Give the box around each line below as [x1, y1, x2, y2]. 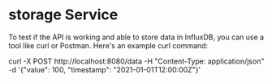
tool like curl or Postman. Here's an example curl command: [8, 40, 209, 50]
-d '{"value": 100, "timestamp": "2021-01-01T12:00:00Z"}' [8, 64, 201, 74]
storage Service [8, 6, 119, 24]
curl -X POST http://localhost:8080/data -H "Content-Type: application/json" [8, 56, 265, 66]
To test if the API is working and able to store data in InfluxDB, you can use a [8, 32, 265, 42]
